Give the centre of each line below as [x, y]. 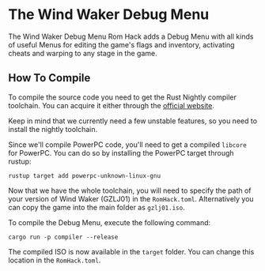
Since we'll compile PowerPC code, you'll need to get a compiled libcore [127, 145]
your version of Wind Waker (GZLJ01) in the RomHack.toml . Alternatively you [131, 198]
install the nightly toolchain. [53, 129]
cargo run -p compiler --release [63, 237]
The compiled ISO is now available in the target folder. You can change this [131, 251]
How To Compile [49, 78]
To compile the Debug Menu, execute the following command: [110, 222]
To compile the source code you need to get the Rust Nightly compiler [123, 97]
